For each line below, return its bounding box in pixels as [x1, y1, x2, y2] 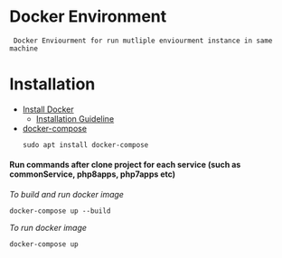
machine [9, 43, 39, 53]
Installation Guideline [35, 113, 115, 124]
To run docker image [9, 223, 88, 234]
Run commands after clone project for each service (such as [9, 160, 241, 170]
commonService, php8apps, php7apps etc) [9, 169, 176, 180]
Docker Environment [9, 6, 167, 27]
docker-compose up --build [9, 207, 111, 216]
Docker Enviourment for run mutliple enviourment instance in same [13, 36, 273, 45]
